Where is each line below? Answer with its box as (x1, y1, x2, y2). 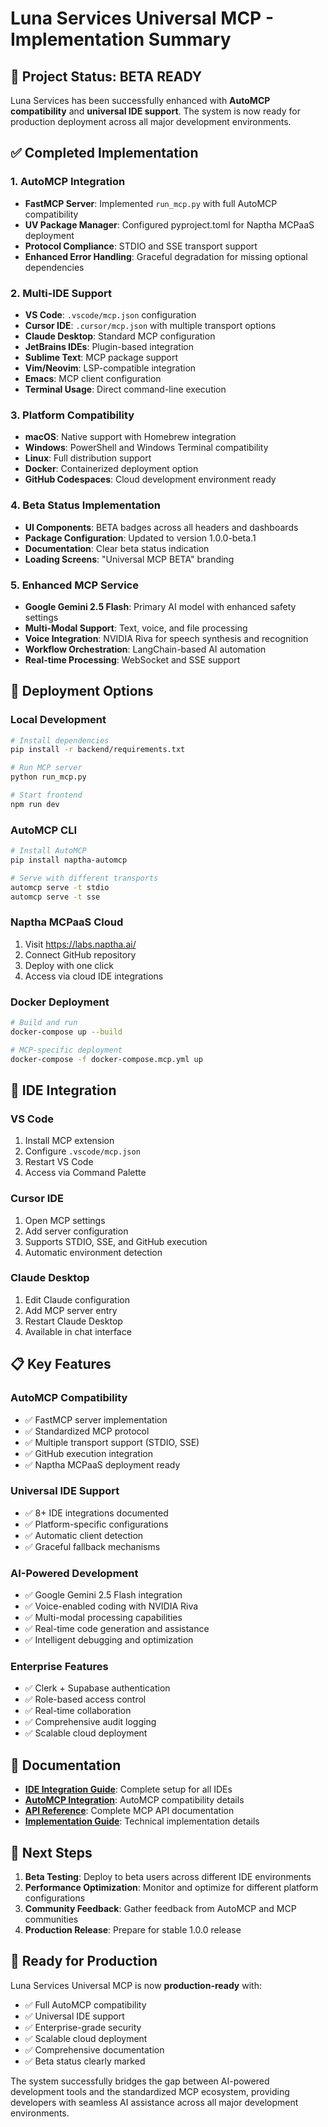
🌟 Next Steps (10, 1844, 93, 1861)
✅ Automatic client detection (24, 1529, 144, 1541)
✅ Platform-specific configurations (24, 1518, 169, 1530)
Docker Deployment (10, 995, 110, 1009)
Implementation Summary (10, 28, 232, 51)
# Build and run (10, 1018, 78, 1028)
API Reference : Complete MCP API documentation (24, 1805, 235, 1817)
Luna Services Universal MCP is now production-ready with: (10, 1979, 262, 1991)
